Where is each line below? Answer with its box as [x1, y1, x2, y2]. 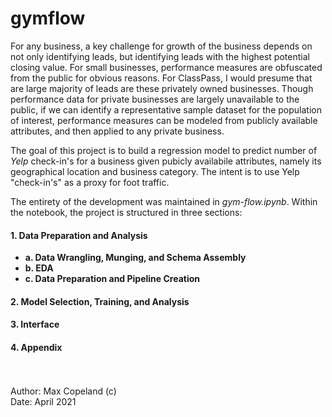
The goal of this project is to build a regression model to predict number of [10, 144, 318, 156]
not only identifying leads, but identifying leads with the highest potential [10, 50, 310, 62]
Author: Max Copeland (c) [10, 385, 117, 397]
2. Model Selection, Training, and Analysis [10, 295, 190, 307]
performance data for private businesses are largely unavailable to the [10, 93, 300, 105]
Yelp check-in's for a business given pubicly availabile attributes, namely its [10, 155, 322, 167]
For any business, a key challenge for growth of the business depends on [10, 40, 313, 52]
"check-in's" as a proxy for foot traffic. [10, 176, 170, 188]
